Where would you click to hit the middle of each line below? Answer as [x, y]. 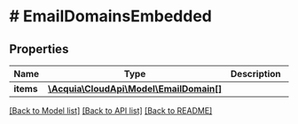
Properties [39, 49]
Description [255, 74]
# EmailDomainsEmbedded [111, 16]
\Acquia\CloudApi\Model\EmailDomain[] [135, 89]
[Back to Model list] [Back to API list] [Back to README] [111, 111]
